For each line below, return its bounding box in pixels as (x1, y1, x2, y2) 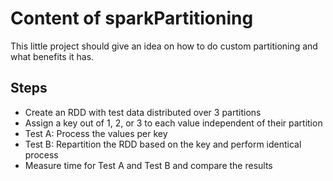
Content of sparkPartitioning (10, 7, 254, 30)
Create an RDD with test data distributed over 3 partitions (24, 106, 262, 118)
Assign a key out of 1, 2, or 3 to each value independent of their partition (24, 117, 323, 129)
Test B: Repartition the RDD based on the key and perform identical (24, 138, 302, 150)
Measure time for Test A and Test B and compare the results (24, 159, 273, 171)
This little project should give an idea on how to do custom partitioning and (10, 40, 318, 52)
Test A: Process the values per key (24, 127, 168, 139)
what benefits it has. (10, 50, 95, 62)
